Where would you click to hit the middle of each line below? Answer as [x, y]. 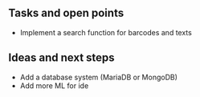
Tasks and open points [66, 13]
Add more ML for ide [54, 85]
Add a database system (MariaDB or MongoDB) [99, 77]
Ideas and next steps [61, 58]
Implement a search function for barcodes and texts [106, 32]
